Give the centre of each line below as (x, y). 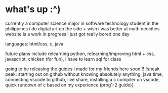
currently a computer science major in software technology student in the (82, 23)
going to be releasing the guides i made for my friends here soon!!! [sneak (82, 69)
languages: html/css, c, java (34, 43)
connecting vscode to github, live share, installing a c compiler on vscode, (83, 79)
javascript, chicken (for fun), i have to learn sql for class (63, 59)
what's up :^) (33, 9)
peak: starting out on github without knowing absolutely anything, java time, (84, 74)
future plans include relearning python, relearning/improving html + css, (80, 54)
